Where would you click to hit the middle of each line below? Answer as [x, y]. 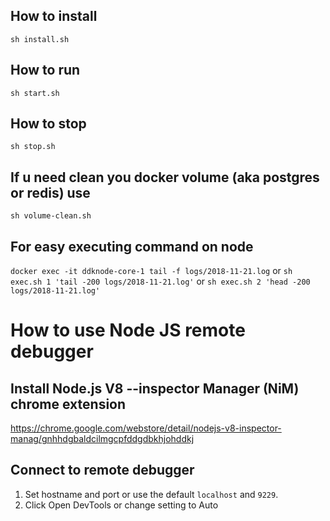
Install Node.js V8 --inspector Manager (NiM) [155, 388]
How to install [54, 16]
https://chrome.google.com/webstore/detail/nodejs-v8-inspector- [146, 428]
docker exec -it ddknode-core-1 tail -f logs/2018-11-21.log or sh [151, 271]
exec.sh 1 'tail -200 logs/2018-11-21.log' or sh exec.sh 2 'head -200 [160, 281]
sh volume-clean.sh [51, 216]
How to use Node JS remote [128, 330]
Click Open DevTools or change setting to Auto [121, 505]
